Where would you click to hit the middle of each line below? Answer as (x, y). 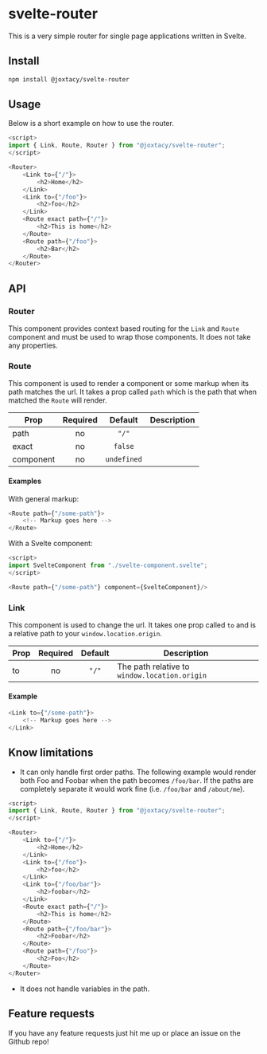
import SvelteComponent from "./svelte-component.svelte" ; (108, 565)
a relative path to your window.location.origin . (85, 633)
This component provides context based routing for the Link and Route (124, 328)
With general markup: (44, 498)
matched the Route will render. (58, 400)
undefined (124, 460)
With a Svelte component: (50, 544)
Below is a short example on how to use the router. (91, 124)
